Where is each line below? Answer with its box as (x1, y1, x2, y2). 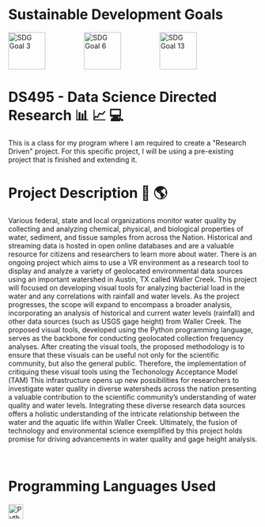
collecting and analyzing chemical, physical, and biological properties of (8, 224, 244, 233)
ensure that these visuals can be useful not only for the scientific (8, 350, 220, 359)
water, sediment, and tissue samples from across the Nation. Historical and (8, 232, 253, 242)
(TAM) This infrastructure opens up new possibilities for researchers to (8, 375, 240, 385)
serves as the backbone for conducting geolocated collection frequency (8, 333, 244, 343)
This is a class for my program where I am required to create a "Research (8, 138, 247, 147)
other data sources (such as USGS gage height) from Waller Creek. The (8, 317, 242, 326)
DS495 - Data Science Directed (8, 89, 218, 106)
